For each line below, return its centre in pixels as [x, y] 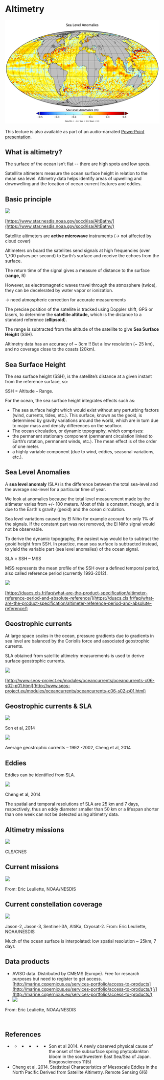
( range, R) [15, 276]
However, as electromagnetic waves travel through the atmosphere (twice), [81, 285]
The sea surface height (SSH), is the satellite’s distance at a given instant [79, 376]
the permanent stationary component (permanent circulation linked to [82, 436]
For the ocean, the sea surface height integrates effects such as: [70, 401]
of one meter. [26, 446]
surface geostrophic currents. [35, 661]
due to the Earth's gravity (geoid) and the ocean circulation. [65, 509]
